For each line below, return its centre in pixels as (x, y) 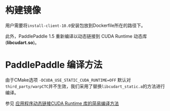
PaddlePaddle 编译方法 (54, 65)
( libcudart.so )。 (22, 42)
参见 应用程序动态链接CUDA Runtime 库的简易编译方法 (62, 103)
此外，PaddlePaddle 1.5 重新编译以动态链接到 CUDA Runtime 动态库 (76, 36)
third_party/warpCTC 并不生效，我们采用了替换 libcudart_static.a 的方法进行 (85, 86)
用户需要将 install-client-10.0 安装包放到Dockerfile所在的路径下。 (75, 25)
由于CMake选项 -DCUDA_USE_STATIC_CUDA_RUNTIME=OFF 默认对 (68, 80)
